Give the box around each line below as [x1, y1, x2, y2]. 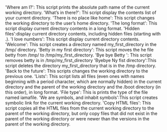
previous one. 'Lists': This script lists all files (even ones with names [5, 73, 145, 79]
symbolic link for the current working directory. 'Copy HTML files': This [5, 100, 151, 105]
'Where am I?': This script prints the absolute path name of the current [5, 4, 150, 10]
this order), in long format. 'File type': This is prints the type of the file [5, 89, 148, 95]
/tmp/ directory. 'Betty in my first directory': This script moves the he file [5, 47, 154, 52]
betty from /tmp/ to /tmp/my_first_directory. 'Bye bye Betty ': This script [5, 52, 152, 58]
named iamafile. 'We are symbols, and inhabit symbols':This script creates [5, 94, 158, 100]
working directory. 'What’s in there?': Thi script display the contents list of [5, 9, 157, 15]
